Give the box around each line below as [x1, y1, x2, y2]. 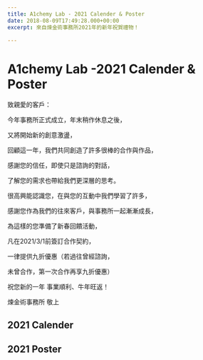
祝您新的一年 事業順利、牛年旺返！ [7, 283, 109, 291]
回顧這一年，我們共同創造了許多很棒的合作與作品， [7, 146, 157, 154]
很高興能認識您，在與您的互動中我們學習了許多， [7, 191, 151, 200]
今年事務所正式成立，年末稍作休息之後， [7, 116, 126, 124]
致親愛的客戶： [7, 101, 51, 109]
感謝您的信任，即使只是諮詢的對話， [7, 161, 114, 170]
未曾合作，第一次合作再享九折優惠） [7, 267, 114, 276]
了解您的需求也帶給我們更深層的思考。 [7, 176, 120, 185]
